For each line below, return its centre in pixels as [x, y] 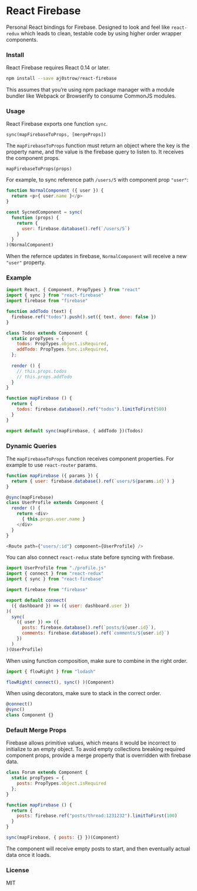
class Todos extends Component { [47, 333]
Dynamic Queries [31, 446]
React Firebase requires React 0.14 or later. [58, 68]
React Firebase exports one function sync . [57, 124]
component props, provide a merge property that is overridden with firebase [98, 755]
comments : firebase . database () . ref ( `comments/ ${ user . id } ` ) [96, 633]
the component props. [33, 158]
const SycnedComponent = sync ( [44, 212]
